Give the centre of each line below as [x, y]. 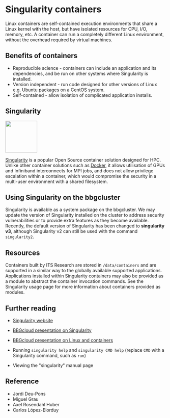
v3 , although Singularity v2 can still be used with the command [72, 231]
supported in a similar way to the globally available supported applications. [84, 271]
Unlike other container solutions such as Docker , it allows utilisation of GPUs [85, 165]
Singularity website [33, 320]
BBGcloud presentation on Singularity [52, 330]
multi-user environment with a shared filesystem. [57, 181]
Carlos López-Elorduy [36, 410]
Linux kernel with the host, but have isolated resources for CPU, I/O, [76, 29]
